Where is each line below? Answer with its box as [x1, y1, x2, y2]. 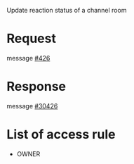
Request [6, 31, 57, 46]
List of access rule [6, 127, 116, 143]
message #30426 [6, 101, 58, 110]
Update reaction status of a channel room [6, 6, 127, 14]
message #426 [6, 53, 51, 62]
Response [6, 79, 67, 94]
